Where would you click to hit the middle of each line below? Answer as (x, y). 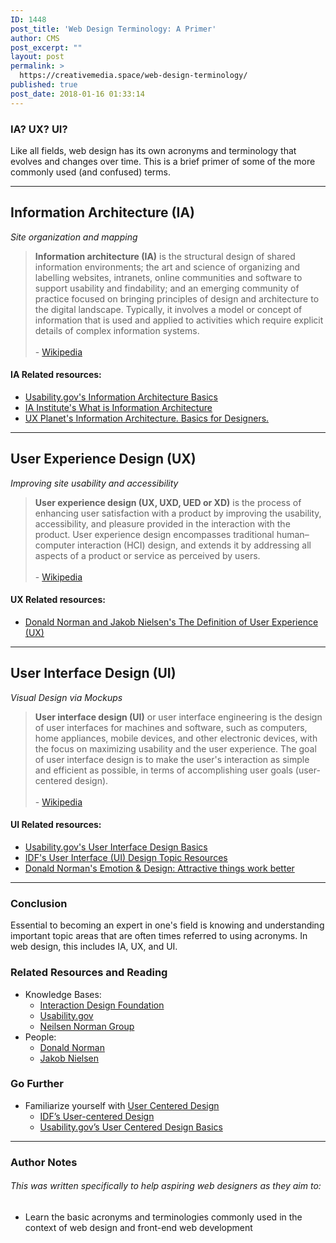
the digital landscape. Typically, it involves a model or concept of (168, 309)
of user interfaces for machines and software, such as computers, (171, 727)
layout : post (37, 57)
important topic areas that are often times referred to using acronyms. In (159, 936)
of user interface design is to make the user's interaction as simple (172, 759)
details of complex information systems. (117, 330)
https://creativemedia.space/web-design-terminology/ (133, 76)
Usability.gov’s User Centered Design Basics (131, 1127)
